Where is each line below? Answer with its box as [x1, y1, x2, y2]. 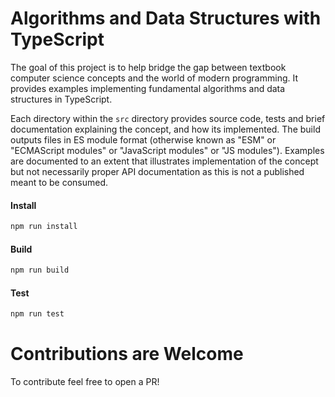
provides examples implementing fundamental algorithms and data [10, 82, 286, 94]
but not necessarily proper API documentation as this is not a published [10, 165, 305, 177]
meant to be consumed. [10, 176, 109, 188]
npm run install [10, 222, 78, 232]
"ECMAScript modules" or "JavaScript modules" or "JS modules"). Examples [10, 144, 325, 156]
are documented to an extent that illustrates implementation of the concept [10, 155, 319, 167]
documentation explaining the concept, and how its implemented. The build [10, 123, 321, 135]
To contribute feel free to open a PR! [10, 376, 160, 388]
